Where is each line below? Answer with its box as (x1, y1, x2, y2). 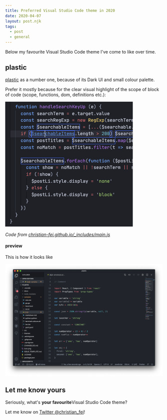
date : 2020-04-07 (5, 13, 41, 19)
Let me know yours (5, 386, 66, 394)
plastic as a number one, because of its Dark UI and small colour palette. (5, 77, 155, 83)
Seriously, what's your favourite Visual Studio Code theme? (5, 399, 127, 405)
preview (5, 243, 22, 249)
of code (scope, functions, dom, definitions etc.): (5, 92, 106, 98)
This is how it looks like (5, 254, 53, 260)
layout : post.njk (5, 19, 41, 24)
